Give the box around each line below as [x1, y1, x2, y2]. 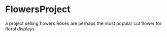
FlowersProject [5, 4, 71, 15]
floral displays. [5, 25, 36, 31]
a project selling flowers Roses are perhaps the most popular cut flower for [5, 20, 162, 26]
